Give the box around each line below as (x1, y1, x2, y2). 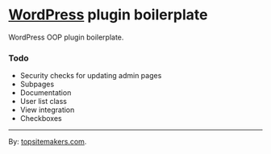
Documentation (19, 88, 72, 98)
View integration (19, 105, 75, 114)
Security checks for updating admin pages (19, 71, 162, 81)
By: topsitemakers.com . (8, 137, 87, 147)
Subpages (19, 79, 55, 89)
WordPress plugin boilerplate (8, 6, 208, 24)
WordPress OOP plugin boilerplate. (8, 32, 124, 42)
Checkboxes (19, 114, 62, 123)
